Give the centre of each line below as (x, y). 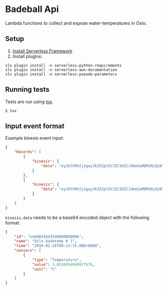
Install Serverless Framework (42, 51)
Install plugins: (27, 56)
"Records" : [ (28, 152)
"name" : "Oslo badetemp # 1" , (46, 241)
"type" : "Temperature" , (56, 260)
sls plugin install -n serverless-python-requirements (63, 65)
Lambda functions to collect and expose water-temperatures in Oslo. (76, 23)
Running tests (27, 89)
